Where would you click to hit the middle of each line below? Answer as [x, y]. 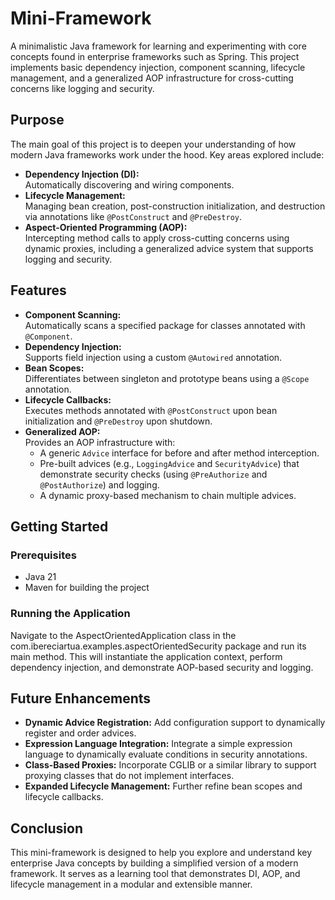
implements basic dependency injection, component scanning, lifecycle [158, 67]
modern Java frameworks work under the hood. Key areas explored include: [167, 154]
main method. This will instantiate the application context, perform [146, 656]
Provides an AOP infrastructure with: [100, 442]
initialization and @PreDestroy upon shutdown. [118, 421]
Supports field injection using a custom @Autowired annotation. [153, 357]
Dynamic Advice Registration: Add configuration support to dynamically [175, 723]
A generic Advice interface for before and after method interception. [179, 453]
